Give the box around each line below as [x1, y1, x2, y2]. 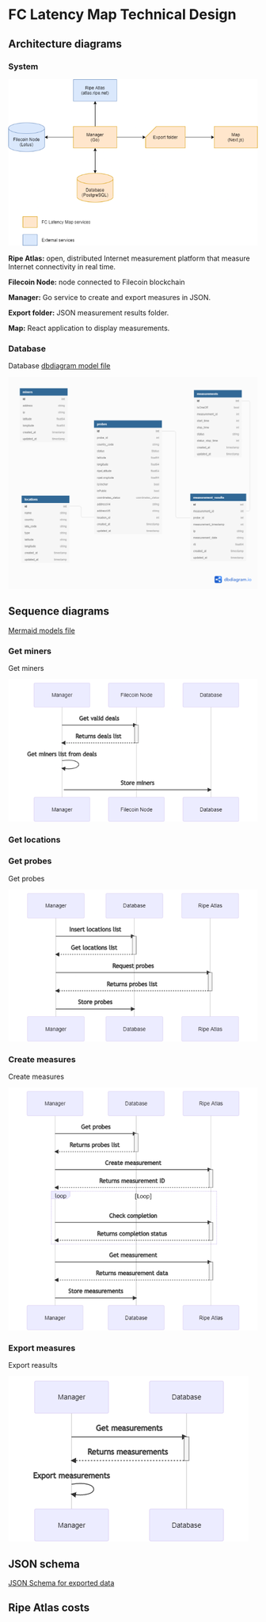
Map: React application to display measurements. [8, 323, 170, 333]
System [8, 61, 39, 72]
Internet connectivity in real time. [8, 262, 116, 272]
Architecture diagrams [8, 37, 123, 51]
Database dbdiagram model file [8, 361, 111, 371]
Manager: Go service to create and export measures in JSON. [8, 293, 211, 303]
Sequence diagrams [8, 604, 109, 619]
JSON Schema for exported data [8, 1578, 115, 1587]
